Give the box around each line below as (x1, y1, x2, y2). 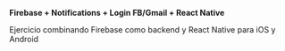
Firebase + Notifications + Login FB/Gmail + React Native (9, 8, 225, 18)
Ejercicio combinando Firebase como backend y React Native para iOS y (9, 25, 276, 34)
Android (9, 34, 38, 44)
